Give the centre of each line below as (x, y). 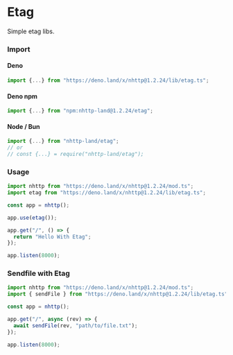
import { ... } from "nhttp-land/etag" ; (63, 141)
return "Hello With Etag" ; (52, 236)
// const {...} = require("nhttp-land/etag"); (76, 154)
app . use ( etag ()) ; (32, 218)
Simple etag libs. (31, 31)
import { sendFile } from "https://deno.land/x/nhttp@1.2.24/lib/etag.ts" (118, 294)
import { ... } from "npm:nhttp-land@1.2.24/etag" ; (80, 111)
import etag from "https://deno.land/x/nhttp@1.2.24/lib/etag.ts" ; (107, 193)
